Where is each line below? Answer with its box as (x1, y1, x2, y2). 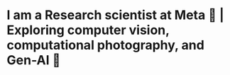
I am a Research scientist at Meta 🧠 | (6, 7, 224, 23)
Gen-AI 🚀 (6, 52, 61, 69)
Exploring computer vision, (6, 22, 170, 38)
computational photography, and (6, 37, 205, 53)
